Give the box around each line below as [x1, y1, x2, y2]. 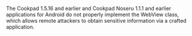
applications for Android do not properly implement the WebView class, [6, 11, 180, 18]
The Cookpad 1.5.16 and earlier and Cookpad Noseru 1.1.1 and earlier [6, 5, 171, 12]
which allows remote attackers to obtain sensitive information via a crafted [6, 17, 187, 24]
